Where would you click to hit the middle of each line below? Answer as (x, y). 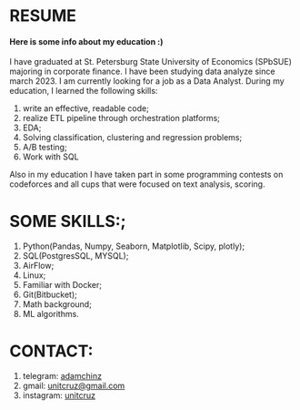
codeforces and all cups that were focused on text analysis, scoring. (137, 184)
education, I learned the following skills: (84, 91)
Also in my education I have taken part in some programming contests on (146, 175)
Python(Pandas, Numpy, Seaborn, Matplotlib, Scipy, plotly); (134, 246)
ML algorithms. (50, 314)
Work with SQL (50, 157)
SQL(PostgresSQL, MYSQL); (75, 256)
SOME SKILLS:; (68, 221)
